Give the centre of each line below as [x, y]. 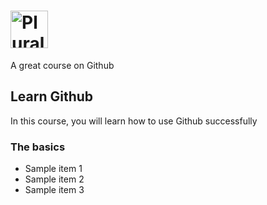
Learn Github [52, 96]
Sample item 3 [54, 190]
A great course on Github [62, 65]
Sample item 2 [54, 179]
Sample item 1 [53, 169]
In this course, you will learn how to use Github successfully [134, 121]
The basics [38, 147]
